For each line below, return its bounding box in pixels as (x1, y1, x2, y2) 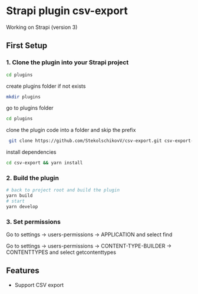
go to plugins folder (6, 104, 54, 111)
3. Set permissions (6, 217, 61, 226)
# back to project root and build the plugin (6, 187, 120, 193)
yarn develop (6, 203, 38, 210)
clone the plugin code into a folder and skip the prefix (6, 127, 136, 134)
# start (6, 199, 25, 204)
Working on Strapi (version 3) (6, 24, 78, 31)
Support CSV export (14, 281, 64, 288)
